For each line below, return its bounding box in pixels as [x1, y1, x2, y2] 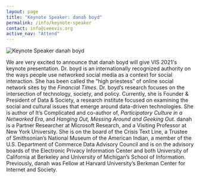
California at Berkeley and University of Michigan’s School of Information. [6, 153, 186, 161]
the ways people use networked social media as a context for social [6, 71, 173, 78]
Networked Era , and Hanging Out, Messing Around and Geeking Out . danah [6, 115, 192, 123]
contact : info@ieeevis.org [6, 25, 73, 32]
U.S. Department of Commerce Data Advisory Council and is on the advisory [6, 141, 194, 148]
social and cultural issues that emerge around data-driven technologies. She [6, 103, 194, 110]
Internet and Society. [6, 166, 58, 173]
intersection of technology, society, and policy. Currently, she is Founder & [6, 90, 189, 98]
